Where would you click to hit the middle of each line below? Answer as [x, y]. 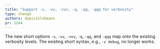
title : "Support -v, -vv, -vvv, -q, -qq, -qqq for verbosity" [69, 9]
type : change [18, 14]
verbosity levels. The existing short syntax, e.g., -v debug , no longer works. [80, 42]
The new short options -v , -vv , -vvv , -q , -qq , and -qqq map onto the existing [80, 37]
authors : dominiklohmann [30, 18]
